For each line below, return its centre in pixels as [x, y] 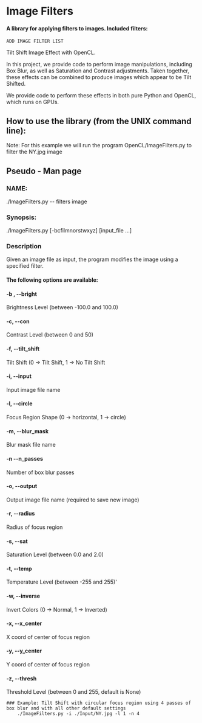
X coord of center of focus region [48, 637]
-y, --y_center [24, 651]
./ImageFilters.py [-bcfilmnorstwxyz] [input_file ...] [69, 231]
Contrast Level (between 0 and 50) [50, 335]
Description [24, 246]
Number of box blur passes [40, 472]
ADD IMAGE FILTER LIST [35, 41]
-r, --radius [21, 514]
